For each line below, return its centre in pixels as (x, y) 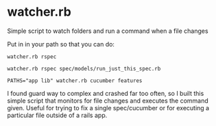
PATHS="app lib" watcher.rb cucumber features (75, 80)
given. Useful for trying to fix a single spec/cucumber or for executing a (108, 108)
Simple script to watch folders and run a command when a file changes (108, 31)
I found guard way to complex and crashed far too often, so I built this (106, 93)
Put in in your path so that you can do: (61, 44)
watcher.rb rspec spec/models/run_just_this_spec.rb (84, 68)
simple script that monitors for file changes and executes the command (108, 101)
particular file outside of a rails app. (57, 115)
